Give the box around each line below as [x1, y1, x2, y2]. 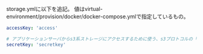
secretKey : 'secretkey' [6, 41, 66, 47]
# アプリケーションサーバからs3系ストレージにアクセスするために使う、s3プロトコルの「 [6, 36, 198, 42]
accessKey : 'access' [6, 25, 59, 31]
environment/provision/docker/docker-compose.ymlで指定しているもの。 [6, 13, 189, 20]
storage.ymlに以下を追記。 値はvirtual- [6, 5, 103, 12]
